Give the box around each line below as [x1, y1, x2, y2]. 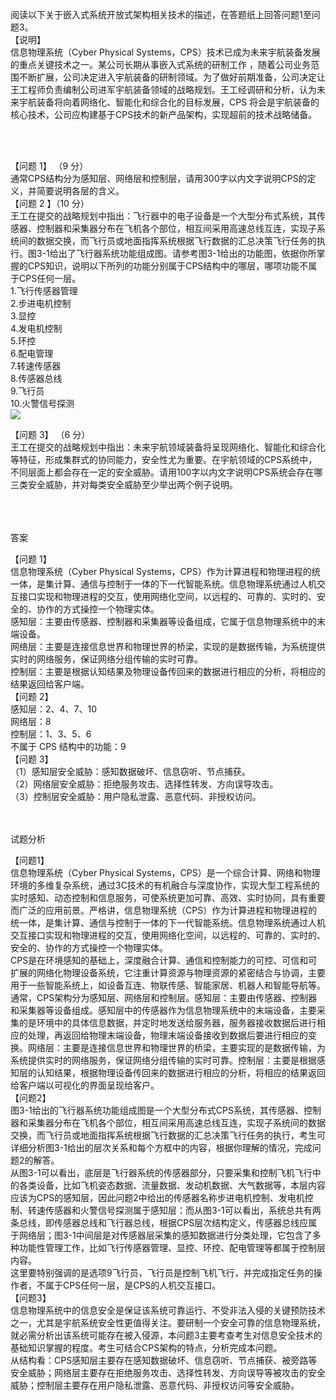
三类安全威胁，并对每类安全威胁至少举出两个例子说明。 [10, 479, 238, 490]
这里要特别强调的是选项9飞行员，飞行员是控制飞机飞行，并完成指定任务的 [10, 1267, 314, 1278]
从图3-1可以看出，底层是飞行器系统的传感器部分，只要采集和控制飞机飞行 [10, 1167, 313, 1178]
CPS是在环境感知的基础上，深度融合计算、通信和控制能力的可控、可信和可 [10, 954, 318, 966]
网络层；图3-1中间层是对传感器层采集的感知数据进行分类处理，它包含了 [18, 1229, 313, 1241]
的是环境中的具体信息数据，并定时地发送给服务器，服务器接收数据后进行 [18, 1017, 317, 1028]
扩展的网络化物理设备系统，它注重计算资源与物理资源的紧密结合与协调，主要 [10, 967, 326, 978]
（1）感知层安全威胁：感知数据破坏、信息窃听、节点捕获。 [10, 766, 251, 777]
